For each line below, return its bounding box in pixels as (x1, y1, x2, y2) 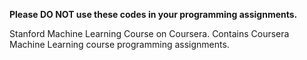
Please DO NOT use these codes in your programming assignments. (9, 9, 298, 20)
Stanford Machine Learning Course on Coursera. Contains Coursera (9, 28, 290, 39)
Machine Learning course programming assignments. (9, 39, 230, 50)
